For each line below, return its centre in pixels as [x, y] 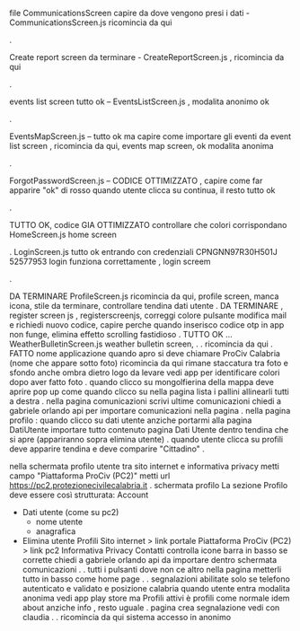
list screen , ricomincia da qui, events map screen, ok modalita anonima [141, 146]
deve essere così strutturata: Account [79, 495]
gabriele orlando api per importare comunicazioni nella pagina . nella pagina [150, 411]
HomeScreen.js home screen [63, 234]
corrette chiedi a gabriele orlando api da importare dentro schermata [150, 560]
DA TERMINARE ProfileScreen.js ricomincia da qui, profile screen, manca [144, 296]
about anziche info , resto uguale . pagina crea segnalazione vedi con [151, 608]
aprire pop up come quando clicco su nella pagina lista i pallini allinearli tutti [149, 391]
